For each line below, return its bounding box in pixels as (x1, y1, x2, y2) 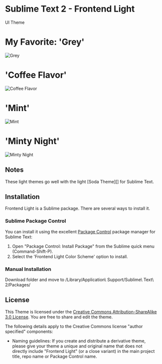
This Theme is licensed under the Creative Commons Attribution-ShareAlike (5, 309, 157, 314)
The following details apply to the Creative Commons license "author (5, 323, 143, 329)
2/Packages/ (5, 281, 31, 287)
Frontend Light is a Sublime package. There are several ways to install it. (5, 205, 150, 212)
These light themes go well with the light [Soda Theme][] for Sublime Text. (5, 179, 154, 184)
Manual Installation (5, 265, 52, 272)
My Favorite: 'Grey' (5, 36, 85, 48)
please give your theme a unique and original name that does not (12, 343, 143, 349)
